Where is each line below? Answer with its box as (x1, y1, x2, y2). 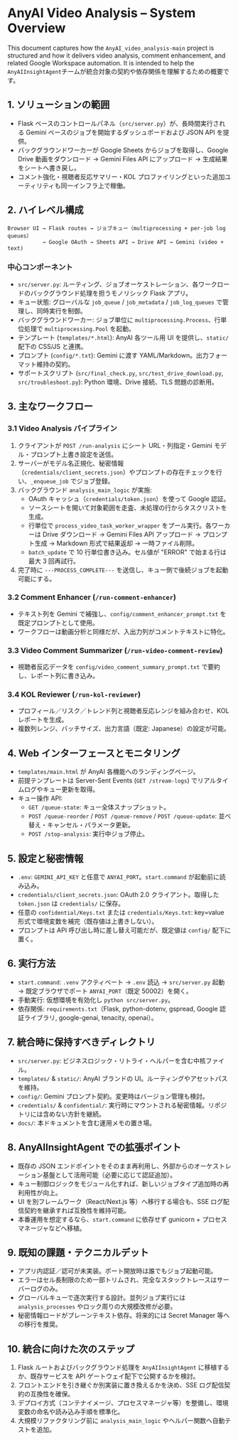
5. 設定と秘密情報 (7, 852, 84, 864)
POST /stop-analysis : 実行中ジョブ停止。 (28, 829, 149, 838)
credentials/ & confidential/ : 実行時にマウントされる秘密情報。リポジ (17, 1100, 227, 1109)
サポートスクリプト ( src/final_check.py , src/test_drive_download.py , (17, 368, 224, 377)
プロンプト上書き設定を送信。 (30, 450, 118, 458)
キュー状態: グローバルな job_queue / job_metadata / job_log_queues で (17, 297, 222, 306)
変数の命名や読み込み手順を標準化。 (17, 1407, 124, 1416)
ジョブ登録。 (76, 476, 114, 485)
